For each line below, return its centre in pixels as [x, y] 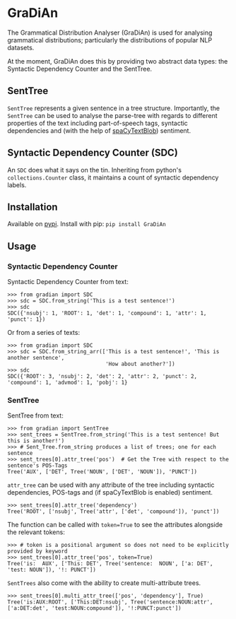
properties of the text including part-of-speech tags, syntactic [98, 123]
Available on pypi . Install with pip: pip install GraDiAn [87, 224]
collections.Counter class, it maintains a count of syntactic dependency [113, 177]
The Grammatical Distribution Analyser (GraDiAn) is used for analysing [110, 33]
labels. [17, 184]
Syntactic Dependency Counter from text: [68, 282]
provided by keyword [38, 552]
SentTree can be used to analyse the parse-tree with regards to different [112, 115]
